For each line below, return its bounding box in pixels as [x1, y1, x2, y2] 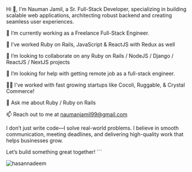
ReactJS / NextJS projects [6, 59, 70, 65]
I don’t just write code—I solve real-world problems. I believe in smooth [6, 124, 179, 131]
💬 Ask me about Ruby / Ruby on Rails [6, 99, 96, 106]
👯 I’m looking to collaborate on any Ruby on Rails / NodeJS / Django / [6, 52, 174, 59]
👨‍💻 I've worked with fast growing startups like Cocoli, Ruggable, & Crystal [6, 81, 186, 88]
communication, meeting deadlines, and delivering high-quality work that [6, 131, 184, 138]
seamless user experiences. [6, 18, 75, 25]
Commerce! [6, 88, 35, 94]
